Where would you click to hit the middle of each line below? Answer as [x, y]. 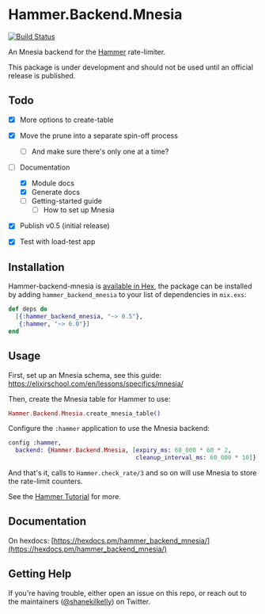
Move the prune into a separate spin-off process [98, 135]
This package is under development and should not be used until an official [131, 67]
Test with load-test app [57, 242]
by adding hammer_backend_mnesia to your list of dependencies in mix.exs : [127, 295]
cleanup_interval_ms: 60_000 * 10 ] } [196, 458]
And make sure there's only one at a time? [100, 151]
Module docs [53, 183]
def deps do [28, 309]
